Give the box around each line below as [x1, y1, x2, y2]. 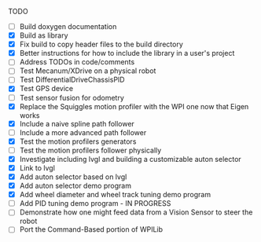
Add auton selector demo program [19, 181, 132, 191]
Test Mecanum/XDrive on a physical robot [19, 66, 156, 75]
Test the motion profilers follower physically [19, 145, 162, 155]
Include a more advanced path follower [19, 127, 147, 137]
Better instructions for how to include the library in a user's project [19, 49, 235, 58]
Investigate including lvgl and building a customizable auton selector [19, 154, 241, 163]
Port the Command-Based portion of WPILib [19, 225, 164, 234]
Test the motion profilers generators [19, 137, 137, 146]
